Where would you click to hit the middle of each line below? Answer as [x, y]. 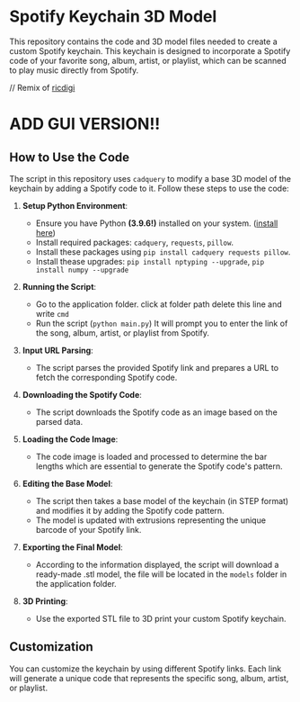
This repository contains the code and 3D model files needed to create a [144, 41]
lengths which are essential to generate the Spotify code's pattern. [159, 466]
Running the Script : [59, 286]
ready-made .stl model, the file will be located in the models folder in [161, 574]
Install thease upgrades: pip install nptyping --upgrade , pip [150, 261]
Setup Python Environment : [75, 205]
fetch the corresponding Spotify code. [106, 377]
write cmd [52, 313]
